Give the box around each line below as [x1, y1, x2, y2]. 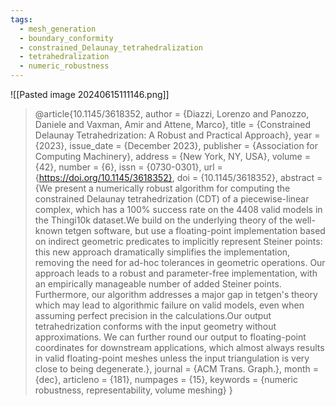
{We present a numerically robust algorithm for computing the [34, 182, 291, 194]
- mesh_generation [19, 24, 97, 34]
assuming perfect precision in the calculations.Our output [34, 310, 272, 321]
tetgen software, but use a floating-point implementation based [64, 225, 326, 236]
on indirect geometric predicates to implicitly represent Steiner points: [34, 236, 323, 247]
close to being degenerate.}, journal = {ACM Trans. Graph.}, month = [34, 363, 319, 375]
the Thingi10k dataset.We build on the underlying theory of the [34, 214, 293, 226]
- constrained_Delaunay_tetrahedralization [19, 42, 203, 53]
